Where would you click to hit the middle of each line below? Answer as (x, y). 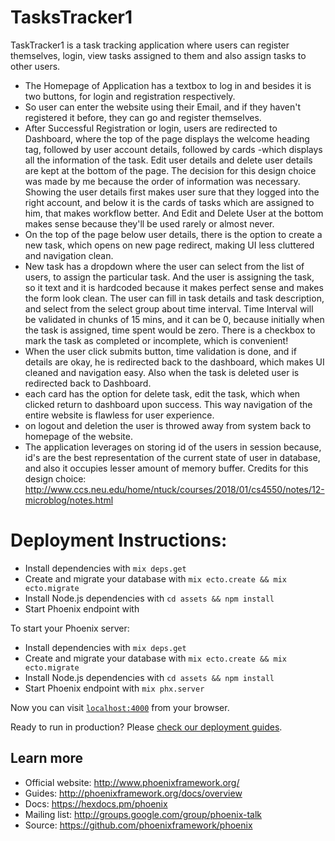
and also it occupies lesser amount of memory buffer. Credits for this (166, 468)
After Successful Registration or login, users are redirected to (151, 128)
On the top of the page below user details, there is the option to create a (173, 234)
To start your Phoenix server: (70, 628)
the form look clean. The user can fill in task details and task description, (174, 298)
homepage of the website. (78, 436)
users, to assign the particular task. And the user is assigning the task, (169, 277)
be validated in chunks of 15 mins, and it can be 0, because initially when (174, 319)
